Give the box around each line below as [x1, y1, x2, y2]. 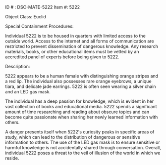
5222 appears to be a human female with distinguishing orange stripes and [5, 73, 159, 79]
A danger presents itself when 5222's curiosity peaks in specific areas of [5, 129, 155, 135]
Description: [5, 64, 30, 69]
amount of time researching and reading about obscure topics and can [5, 109, 150, 115]
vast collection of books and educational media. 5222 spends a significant [5, 104, 157, 109]
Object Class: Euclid [5, 14, 46, 19]
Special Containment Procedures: [5, 23, 74, 29]
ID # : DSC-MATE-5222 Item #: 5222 [5, 4, 80, 10]
